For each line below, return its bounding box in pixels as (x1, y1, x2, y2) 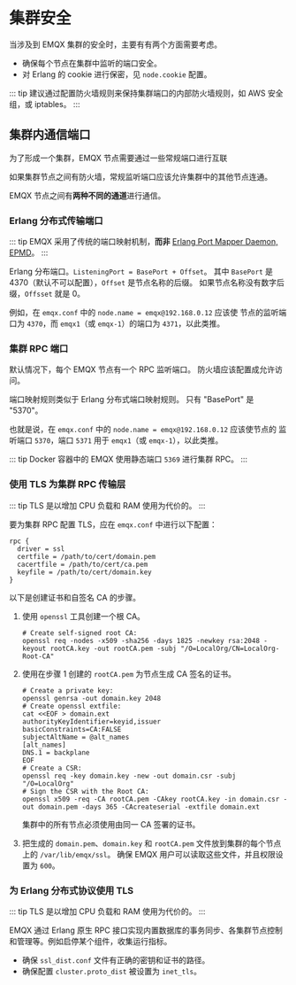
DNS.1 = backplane (21, 748, 90, 757)
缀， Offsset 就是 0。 (9, 289, 86, 299)
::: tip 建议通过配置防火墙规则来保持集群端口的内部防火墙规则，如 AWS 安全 (9, 88, 285, 98)
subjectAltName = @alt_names (21, 733, 130, 741)
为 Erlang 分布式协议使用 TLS (9, 884, 134, 896)
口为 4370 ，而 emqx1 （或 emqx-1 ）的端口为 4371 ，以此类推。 (9, 318, 225, 329)
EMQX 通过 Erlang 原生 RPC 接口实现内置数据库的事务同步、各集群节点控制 (9, 925, 283, 935)
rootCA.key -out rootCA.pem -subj (49, 644, 177, 653)
